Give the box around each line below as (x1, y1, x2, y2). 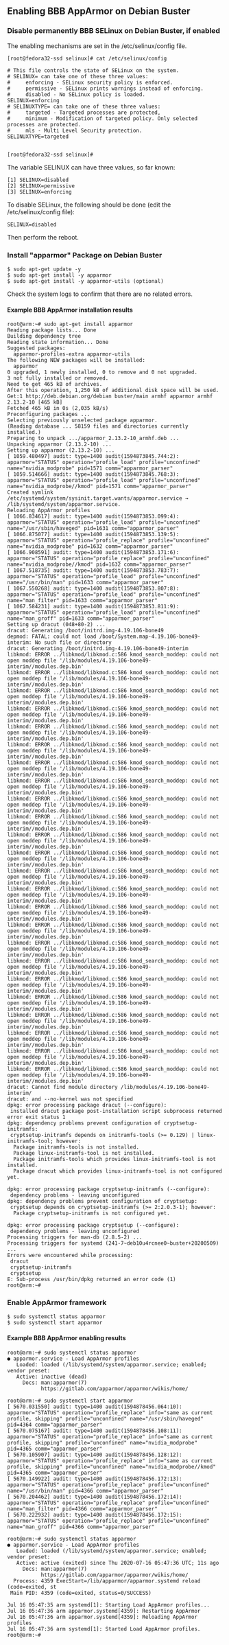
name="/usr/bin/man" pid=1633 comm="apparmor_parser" (7, 579, 165, 586)
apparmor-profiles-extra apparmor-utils (13, 351, 130, 358)
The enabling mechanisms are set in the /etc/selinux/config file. (7, 41, 187, 50)
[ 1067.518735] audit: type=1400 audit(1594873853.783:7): (7, 567, 180, 574)
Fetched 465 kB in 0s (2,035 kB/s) (7, 405, 109, 412)
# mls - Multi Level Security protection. (7, 127, 143, 134)
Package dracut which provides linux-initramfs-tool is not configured (13, 1168, 223, 1175)
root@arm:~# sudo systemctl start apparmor (7, 1397, 134, 1404)
